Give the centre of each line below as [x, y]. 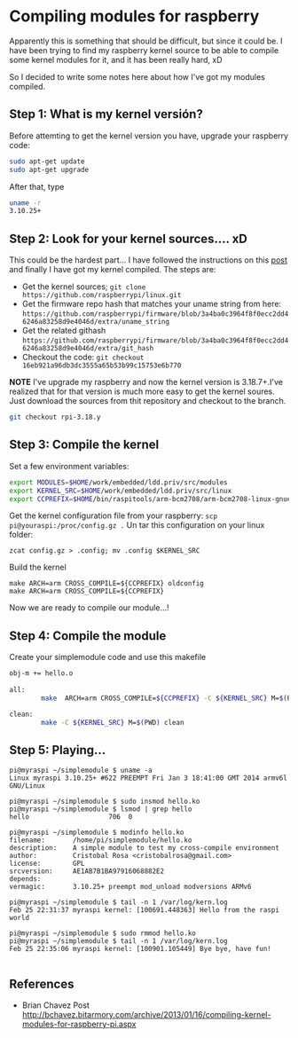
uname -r [25, 203]
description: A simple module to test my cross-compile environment [144, 848]
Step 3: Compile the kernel [84, 445]
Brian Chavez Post [56, 1005]
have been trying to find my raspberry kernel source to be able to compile [144, 50]
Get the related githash [64, 331]
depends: [25, 879]
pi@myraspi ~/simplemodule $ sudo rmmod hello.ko [103, 933]
